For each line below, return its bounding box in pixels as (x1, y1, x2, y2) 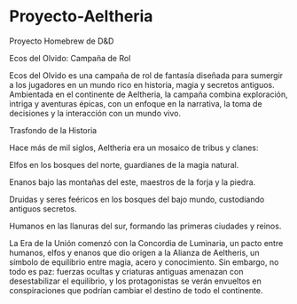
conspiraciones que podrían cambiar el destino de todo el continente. (9, 284, 263, 295)
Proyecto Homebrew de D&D (9, 36, 114, 46)
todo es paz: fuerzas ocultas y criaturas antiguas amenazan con (9, 266, 244, 276)
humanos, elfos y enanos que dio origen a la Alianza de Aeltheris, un (9, 247, 260, 258)
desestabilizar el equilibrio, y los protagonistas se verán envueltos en (9, 276, 262, 286)
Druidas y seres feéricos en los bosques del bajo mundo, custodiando (9, 194, 265, 204)
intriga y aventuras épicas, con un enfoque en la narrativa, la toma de (9, 98, 263, 108)
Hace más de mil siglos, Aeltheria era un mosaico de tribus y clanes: (9, 142, 259, 153)
